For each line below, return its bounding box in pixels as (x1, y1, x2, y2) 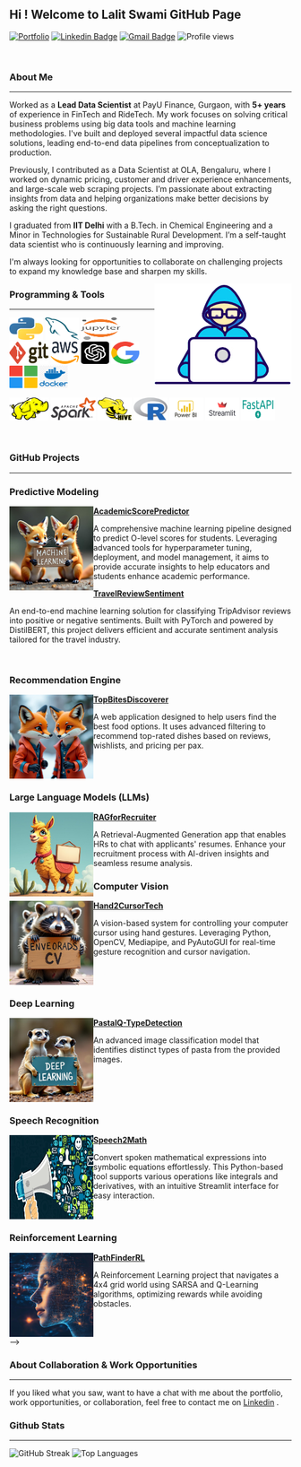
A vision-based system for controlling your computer (93, 917, 288, 928)
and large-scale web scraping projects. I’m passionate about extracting (9, 184, 272, 195)
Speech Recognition (9, 1115, 99, 1127)
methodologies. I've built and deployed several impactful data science (9, 128, 268, 139)
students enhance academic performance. (93, 571, 251, 581)
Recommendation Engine (9, 673, 121, 686)
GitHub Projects (9, 452, 81, 464)
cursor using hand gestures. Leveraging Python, (93, 927, 271, 938)
